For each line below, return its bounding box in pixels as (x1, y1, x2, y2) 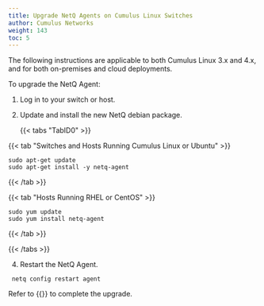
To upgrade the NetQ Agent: (8, 79, 101, 89)
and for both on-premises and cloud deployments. (8, 64, 173, 74)
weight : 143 (8, 26, 48, 34)
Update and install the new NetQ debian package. (19, 110, 182, 120)
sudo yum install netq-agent (8, 215, 105, 223)
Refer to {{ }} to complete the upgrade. (8, 289, 133, 299)
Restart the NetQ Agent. (19, 260, 98, 269)
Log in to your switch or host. (19, 95, 116, 104)
